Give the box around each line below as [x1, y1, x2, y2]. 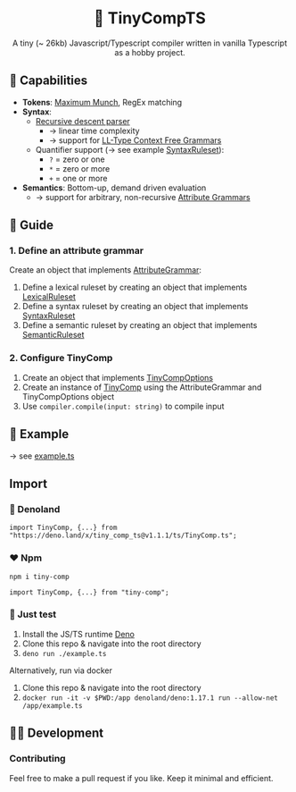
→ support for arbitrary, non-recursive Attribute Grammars [35, 191, 251, 202]
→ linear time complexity [48, 125, 140, 136]
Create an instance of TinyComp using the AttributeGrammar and [21, 382, 262, 392]
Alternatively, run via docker [9, 665, 113, 676]
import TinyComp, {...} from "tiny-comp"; [9, 587, 169, 597]
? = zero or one [48, 154, 105, 164]
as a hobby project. [114, 46, 185, 57]
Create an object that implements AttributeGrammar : [9, 265, 202, 275]
